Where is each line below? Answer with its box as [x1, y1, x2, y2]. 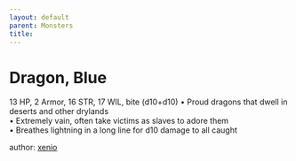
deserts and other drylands [9, 106, 109, 117]
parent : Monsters [9, 21, 74, 30]
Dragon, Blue [9, 67, 108, 88]
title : [9, 29, 34, 38]
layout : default [9, 12, 69, 22]
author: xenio [9, 142, 58, 153]
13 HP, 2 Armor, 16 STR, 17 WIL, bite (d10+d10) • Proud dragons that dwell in [9, 96, 288, 107]
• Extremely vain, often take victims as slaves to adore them [9, 116, 229, 126]
